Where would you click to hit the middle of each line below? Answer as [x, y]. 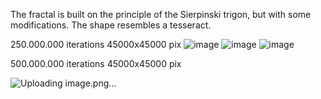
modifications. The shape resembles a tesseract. [111, 25]
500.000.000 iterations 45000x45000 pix [96, 63]
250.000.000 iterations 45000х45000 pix [96, 44]
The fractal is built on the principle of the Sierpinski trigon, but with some [161, 14]
